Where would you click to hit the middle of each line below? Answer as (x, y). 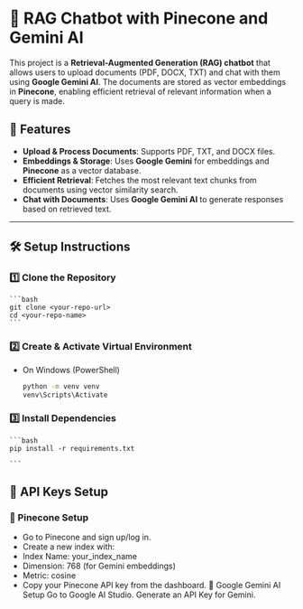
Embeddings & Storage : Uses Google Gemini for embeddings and (146, 161)
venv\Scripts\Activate (65, 395)
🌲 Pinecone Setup (49, 518)
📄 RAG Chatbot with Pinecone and (139, 19)
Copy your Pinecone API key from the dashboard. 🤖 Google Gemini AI (151, 586)
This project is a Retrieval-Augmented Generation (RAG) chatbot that (140, 62)
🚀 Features (40, 130)
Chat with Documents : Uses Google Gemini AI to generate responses (153, 199)
